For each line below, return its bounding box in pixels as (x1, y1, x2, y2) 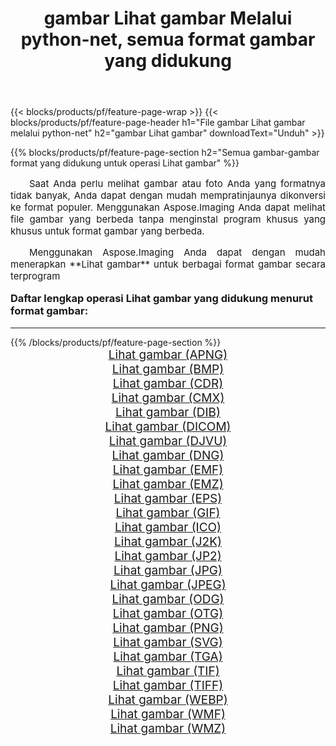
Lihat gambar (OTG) (112, 605, 224, 621)
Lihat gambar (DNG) (111, 447, 225, 463)
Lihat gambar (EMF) (112, 462, 224, 477)
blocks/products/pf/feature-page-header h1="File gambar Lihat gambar (10, 117, 306, 129)
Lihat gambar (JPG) (113, 562, 223, 578)
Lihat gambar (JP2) (114, 548, 222, 564)
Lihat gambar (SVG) (113, 634, 223, 650)
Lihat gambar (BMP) (111, 361, 225, 377)
